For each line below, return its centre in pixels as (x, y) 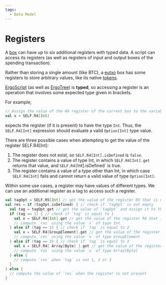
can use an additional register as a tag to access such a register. (71, 191)
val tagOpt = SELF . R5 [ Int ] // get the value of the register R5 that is (82, 200)
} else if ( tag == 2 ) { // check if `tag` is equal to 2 (69, 228)
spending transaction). (28, 63)
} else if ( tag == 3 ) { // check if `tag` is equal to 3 (69, 241)
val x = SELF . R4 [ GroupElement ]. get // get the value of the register (87, 232)
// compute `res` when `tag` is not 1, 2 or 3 (63, 260)
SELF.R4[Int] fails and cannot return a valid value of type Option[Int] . (84, 176)
